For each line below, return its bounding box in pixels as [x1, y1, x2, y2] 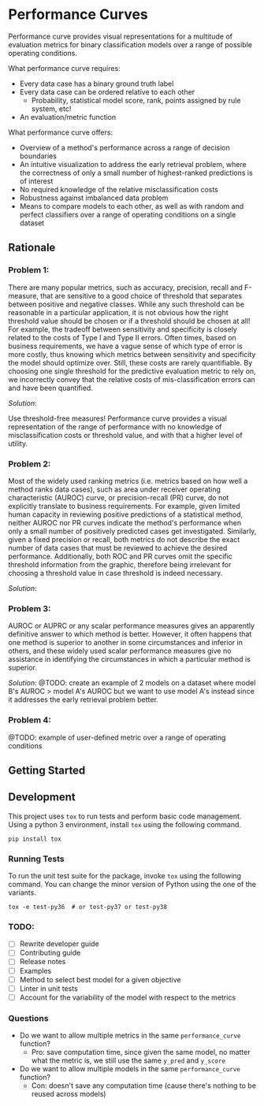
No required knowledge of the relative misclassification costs [19, 184, 219, 194]
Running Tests [8, 853, 65, 864]
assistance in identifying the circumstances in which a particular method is [8, 655, 251, 664]
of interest [19, 176, 54, 186]
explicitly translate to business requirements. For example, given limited [8, 501, 240, 510]
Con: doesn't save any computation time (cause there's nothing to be [31, 1081, 256, 1090]
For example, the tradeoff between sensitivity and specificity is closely [8, 325, 238, 334]
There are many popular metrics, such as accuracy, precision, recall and [8, 282, 243, 292]
